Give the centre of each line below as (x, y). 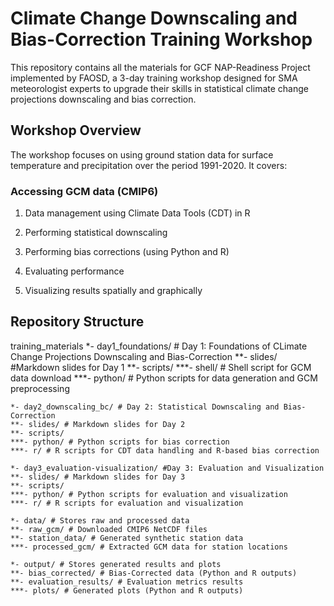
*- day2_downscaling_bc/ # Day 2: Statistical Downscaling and (145, 407)
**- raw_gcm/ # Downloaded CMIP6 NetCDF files (109, 529)
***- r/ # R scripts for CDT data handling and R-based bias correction (165, 450)
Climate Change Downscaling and (154, 18)
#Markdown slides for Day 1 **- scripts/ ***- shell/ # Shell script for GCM (161, 367)
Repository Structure (77, 322)
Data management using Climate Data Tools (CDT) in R (137, 213)
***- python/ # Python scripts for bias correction (120, 442)
